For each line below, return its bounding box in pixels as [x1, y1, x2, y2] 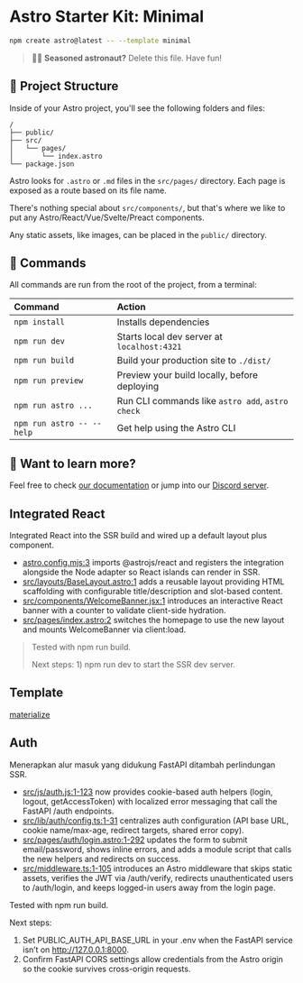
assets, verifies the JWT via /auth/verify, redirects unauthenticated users [22, 872, 294, 883]
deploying [116, 381, 160, 393]
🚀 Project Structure [9, 78, 119, 94]
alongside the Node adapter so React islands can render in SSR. [22, 566, 261, 578]
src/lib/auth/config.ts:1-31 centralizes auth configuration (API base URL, [22, 814, 289, 826]
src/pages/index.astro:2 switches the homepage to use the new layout [22, 615, 285, 626]
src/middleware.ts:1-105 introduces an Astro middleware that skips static [22, 863, 293, 874]
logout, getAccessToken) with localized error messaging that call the [22, 795, 278, 806]
